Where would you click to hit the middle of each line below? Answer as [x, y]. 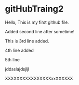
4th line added [19, 50]
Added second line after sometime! [40, 31]
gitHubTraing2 [34, 9]
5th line [13, 59]
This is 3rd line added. [27, 41]
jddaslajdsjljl [17, 69]
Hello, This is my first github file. [37, 22]
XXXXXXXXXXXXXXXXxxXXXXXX [39, 78]
